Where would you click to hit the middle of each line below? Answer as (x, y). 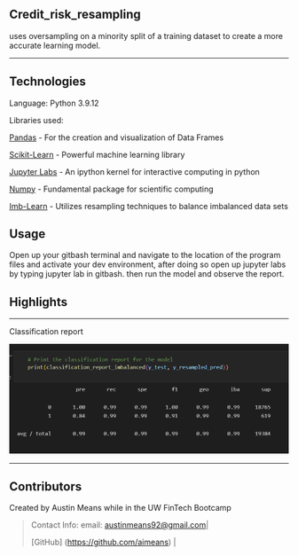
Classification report (47, 332)
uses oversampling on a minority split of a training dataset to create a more (146, 35)
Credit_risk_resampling (75, 15)
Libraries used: (36, 120)
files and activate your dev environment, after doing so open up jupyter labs (148, 264)
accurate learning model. (55, 45)
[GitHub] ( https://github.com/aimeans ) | (103, 542)
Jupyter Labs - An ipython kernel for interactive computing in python (134, 171)
